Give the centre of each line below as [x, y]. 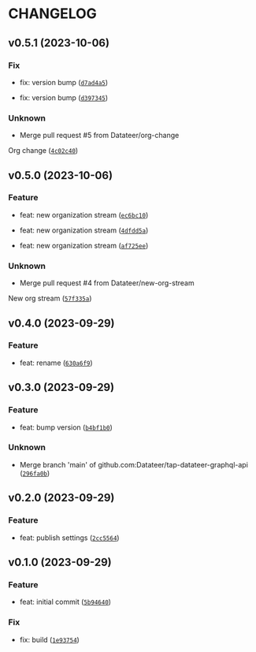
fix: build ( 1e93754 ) [50, 639]
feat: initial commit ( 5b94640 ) [65, 602]
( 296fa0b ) [35, 473]
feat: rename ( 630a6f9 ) [56, 363]
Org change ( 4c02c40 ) [43, 151]
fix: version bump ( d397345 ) [64, 97]
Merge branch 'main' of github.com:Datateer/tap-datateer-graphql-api [134, 464]
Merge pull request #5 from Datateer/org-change [99, 136]
